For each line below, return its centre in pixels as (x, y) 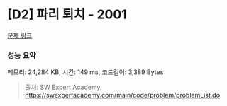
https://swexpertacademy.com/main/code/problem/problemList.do (122, 95)
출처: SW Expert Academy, (63, 87)
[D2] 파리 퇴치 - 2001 (67, 14)
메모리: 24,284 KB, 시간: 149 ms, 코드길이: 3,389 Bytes (85, 72)
